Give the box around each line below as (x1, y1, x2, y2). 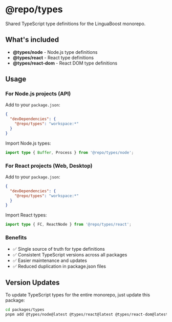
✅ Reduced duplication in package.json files (12, 263, 106, 269)
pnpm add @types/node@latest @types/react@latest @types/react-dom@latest (5, 312, 168, 317)
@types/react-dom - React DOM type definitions (12, 60, 118, 66)
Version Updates (5, 278, 60, 287)
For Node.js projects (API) (5, 90, 71, 97)
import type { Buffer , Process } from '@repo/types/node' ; (5, 150, 134, 155)
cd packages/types (5, 307, 45, 312)
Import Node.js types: (5, 140, 51, 146)
